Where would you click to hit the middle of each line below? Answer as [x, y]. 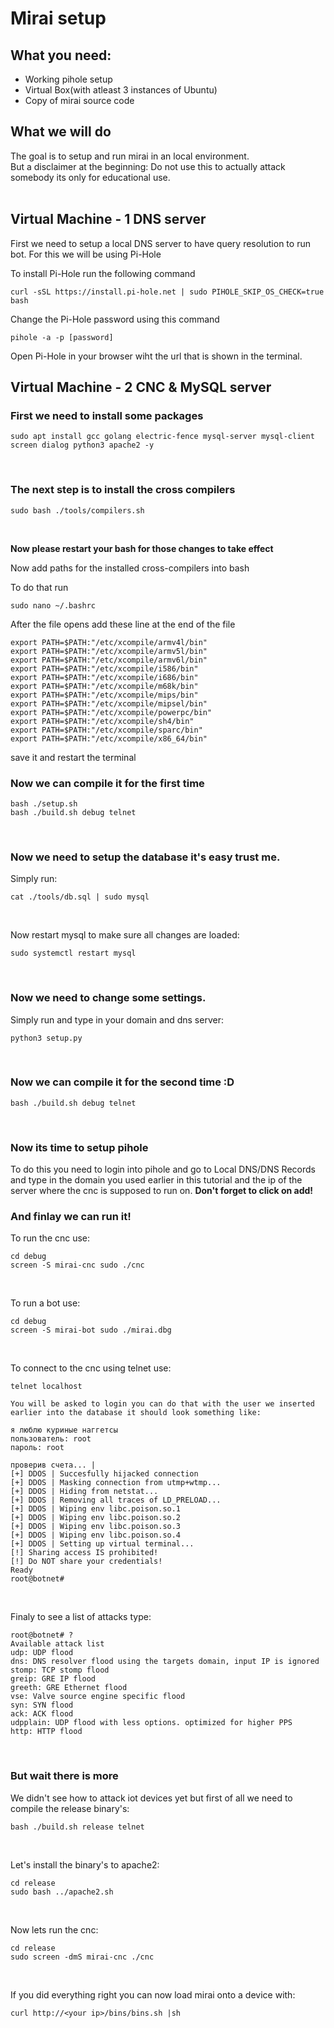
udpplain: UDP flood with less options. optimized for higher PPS [151, 1723]
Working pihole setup [68, 79]
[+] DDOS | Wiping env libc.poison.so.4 [96, 1535]
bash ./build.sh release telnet [77, 1827]
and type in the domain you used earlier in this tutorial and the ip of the [156, 1180]
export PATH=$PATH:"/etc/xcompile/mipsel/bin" [109, 703]
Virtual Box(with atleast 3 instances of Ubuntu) [121, 90]
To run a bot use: [45, 1303]
